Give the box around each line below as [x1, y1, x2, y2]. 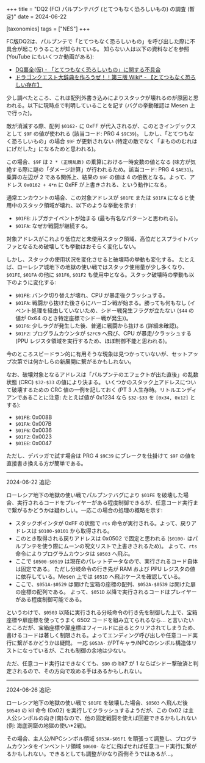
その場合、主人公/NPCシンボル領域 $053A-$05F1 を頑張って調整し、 [6, 735, 176, 742]
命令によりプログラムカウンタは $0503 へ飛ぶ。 [15, 550, 134, 557]
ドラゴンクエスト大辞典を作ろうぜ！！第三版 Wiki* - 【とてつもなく [15, 74, 185, 81]
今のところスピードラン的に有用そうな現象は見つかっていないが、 [6, 350, 172, 357]
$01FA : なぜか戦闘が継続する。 [15, 222, 92, 229]
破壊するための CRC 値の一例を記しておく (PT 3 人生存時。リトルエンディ [11, 386, 197, 393]
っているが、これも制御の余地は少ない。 [27, 647, 129, 654]
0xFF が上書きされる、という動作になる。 [65, 181, 170, 188]
